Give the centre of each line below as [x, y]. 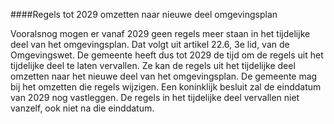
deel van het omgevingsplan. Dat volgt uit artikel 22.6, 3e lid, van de [150, 44]
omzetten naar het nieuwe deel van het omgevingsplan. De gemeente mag [164, 76]
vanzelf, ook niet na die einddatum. [82, 108]
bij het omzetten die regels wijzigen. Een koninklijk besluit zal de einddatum [166, 87]
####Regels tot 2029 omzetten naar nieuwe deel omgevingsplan [144, 14]
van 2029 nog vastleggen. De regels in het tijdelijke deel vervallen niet [155, 97]
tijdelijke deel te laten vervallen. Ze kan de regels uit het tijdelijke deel [153, 65]
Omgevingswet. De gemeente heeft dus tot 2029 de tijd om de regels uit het [167, 55]
